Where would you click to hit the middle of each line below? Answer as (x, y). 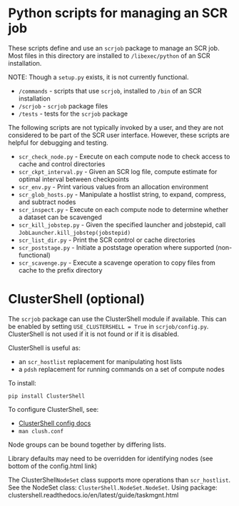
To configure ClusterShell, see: (54, 409)
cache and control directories (62, 164)
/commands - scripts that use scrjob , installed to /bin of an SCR (110, 91)
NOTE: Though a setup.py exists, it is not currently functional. (98, 77)
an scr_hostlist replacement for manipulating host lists (100, 361)
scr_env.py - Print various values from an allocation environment (113, 186)
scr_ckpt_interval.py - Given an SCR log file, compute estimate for (118, 171)
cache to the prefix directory (60, 270)
